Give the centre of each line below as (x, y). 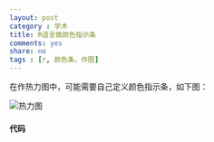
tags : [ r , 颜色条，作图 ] (54, 60)
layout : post (34, 18)
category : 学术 (39, 26)
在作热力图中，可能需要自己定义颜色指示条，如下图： (109, 86)
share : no (28, 52)
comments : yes (36, 43)
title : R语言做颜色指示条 (53, 34)
